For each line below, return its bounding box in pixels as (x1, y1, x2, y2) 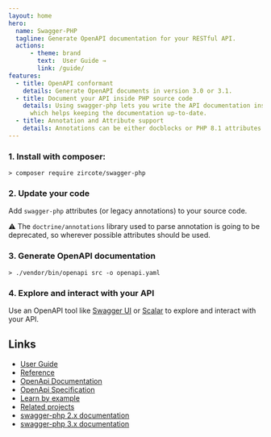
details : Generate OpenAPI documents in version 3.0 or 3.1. (23, 86, 232, 95)
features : (8, 72, 42, 80)
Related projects (19, 402, 75, 411)
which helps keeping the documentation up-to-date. (29, 110, 207, 118)
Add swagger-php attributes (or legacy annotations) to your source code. (8, 206, 248, 216)
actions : (15, 42, 45, 50)
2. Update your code (8, 187, 90, 198)
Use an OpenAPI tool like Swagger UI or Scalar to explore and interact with (8, 306, 256, 315)
